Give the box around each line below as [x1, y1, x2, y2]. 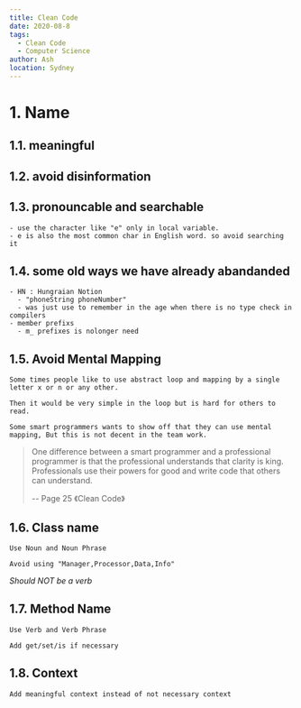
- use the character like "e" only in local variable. [9, 223, 220, 233]
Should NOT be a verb [9, 575, 93, 586]
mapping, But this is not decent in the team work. [9, 430, 207, 440]
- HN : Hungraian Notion [9, 288, 103, 297]
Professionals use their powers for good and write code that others [31, 465, 281, 476]
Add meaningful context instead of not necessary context [9, 689, 232, 699]
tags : [9, 30, 30, 39]
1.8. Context [9, 666, 78, 681]
